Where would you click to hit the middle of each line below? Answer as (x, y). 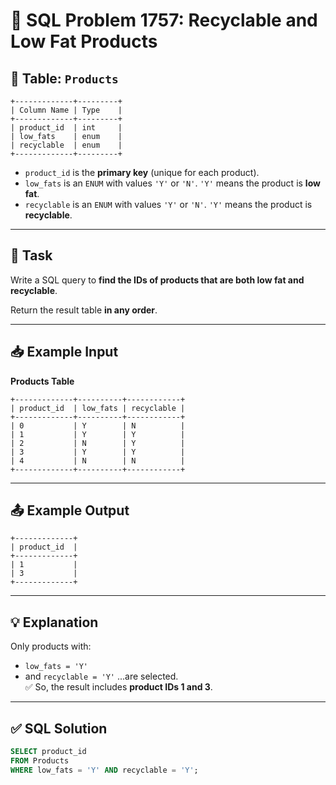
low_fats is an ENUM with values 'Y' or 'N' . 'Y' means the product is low (172, 183)
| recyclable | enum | (66, 145)
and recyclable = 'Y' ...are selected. (101, 676)
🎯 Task (31, 255)
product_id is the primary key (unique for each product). (142, 172)
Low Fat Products (84, 41)
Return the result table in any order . (84, 310)
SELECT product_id (48, 752)
